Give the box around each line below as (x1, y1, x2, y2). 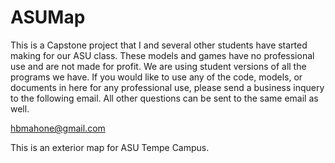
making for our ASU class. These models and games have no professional (10, 49, 315, 61)
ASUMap (10, 6, 86, 29)
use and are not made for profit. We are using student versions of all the (10, 60, 307, 72)
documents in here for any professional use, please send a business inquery (10, 81, 325, 93)
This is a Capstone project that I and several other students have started (10, 39, 308, 51)
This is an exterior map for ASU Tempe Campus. (10, 141, 210, 153)
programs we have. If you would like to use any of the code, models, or (10, 71, 303, 83)
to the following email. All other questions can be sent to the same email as (10, 92, 319, 104)
